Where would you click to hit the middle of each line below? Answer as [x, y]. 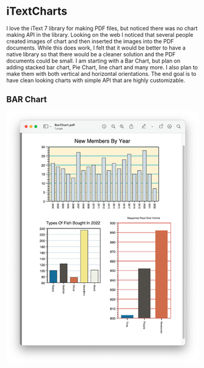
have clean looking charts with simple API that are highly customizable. [96, 80]
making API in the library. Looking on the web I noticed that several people [100, 34]
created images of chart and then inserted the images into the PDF [90, 41]
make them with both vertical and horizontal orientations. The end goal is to [101, 73]
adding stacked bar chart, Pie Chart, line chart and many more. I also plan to [102, 67]
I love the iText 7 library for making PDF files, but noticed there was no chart [102, 28]
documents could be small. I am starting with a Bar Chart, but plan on [93, 61]
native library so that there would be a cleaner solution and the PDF [91, 54]
